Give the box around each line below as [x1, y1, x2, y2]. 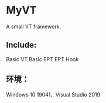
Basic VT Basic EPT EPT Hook [6, 55, 79, 62]
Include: [6, 40, 37, 50]
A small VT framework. [6, 23, 61, 30]
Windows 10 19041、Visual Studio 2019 [6, 91, 101, 98]
